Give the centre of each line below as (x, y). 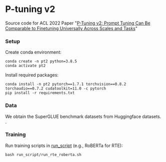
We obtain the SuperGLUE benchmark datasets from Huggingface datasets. (83, 116)
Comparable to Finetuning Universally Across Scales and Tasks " (71, 28)
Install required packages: (32, 75)
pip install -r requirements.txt (40, 93)
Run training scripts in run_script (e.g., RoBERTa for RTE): (64, 145)
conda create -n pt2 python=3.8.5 (41, 61)
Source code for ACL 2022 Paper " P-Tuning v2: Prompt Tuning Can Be (78, 23)
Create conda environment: (33, 52)
